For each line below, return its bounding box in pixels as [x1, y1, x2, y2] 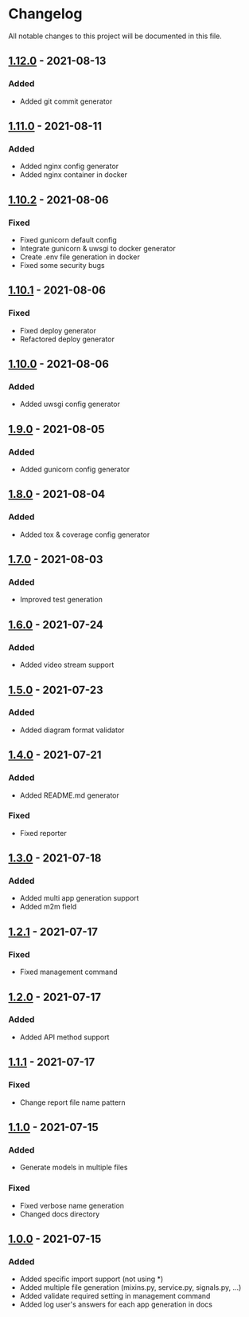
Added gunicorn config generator [19, 464, 130, 475]
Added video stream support [19, 660, 115, 670]
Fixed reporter [19, 828, 67, 838]
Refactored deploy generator [19, 334, 115, 344]
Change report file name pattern [19, 1098, 126, 1107]
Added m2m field [19, 902, 77, 912]
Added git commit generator [19, 97, 113, 106]
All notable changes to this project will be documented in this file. [8, 31, 223, 41]
